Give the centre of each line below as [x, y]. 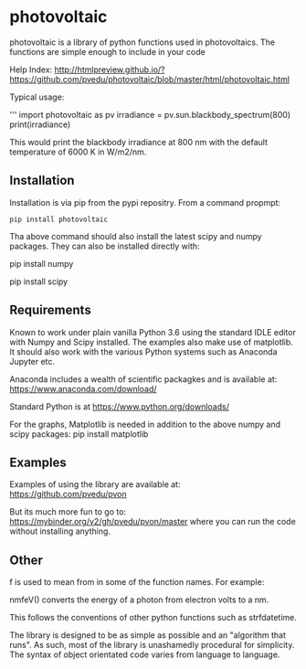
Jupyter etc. [32, 361]
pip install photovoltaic [58, 219]
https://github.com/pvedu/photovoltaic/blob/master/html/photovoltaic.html [150, 79]
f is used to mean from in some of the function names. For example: [137, 582]
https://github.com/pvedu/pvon [68, 494]
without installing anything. [60, 531]
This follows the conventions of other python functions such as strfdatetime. [153, 618]
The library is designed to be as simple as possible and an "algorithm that [148, 635]
